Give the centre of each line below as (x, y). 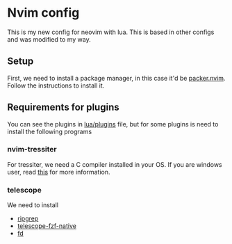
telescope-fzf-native (47, 226)
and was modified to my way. (49, 39)
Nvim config (43, 13)
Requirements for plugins (63, 107)
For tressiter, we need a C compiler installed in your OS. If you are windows (115, 164)
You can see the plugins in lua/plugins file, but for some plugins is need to (113, 124)
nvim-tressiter (32, 149)
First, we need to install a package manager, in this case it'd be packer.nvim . (116, 78)
